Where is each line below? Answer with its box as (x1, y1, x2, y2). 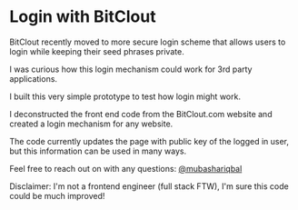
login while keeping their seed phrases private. (9, 45, 184, 56)
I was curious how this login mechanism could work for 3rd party (9, 64, 253, 75)
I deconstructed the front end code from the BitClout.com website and (9, 108, 273, 119)
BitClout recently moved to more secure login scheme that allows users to (9, 36, 286, 47)
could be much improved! (9, 190, 105, 201)
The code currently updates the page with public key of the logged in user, (9, 135, 289, 146)
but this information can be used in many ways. (9, 145, 187, 156)
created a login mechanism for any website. (9, 118, 174, 129)
